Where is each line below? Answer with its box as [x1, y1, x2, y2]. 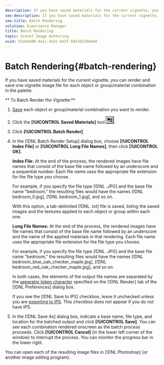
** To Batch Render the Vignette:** [5, 97, 76, 103]
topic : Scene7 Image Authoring [5, 34, 69, 39]
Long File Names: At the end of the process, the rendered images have [12, 223, 156, 229]
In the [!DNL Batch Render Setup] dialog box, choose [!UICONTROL [12, 138, 149, 144]
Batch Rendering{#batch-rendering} [5, 61, 157, 72]
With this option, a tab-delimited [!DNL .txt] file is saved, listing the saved [12, 203, 160, 209]
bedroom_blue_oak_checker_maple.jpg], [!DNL [12, 258, 107, 265]
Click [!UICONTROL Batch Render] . [12, 128, 84, 135]
